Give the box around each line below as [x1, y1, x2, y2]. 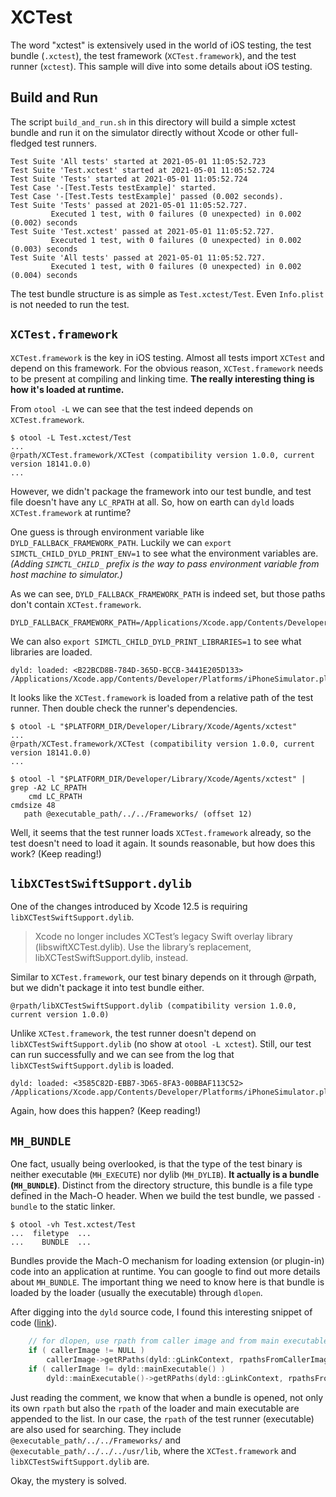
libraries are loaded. [10, 646, 93, 658]
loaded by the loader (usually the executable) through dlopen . [10, 1287, 263, 1299]
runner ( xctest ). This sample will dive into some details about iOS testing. [10, 60, 313, 72]
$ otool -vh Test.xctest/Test [10, 1220, 137, 1230]
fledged [10, 137, 43, 149]
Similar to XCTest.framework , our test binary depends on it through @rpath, [10, 971, 317, 983]
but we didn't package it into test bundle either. [10, 982, 205, 994]
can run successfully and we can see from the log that [10, 1049, 235, 1061]
